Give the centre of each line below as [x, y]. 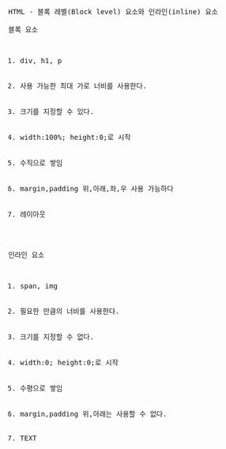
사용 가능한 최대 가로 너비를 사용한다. [83, 86]
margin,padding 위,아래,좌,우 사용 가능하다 [96, 189]
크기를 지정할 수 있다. [57, 112]
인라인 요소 [26, 255]
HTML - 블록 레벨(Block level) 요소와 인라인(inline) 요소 [113, 11]
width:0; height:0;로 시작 [69, 362]
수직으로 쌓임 [41, 163]
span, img [38, 286]
